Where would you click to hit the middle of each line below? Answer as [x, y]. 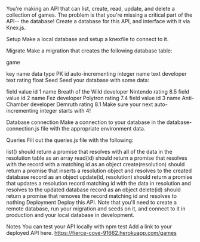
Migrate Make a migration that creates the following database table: [89, 51]
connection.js [23, 128]
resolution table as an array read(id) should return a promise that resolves [97, 158]
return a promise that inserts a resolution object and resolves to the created [99, 170]
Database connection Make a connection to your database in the [86, 122]
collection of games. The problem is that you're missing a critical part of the [99, 15]
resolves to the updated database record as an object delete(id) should [93, 190]
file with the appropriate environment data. [93, 128]
